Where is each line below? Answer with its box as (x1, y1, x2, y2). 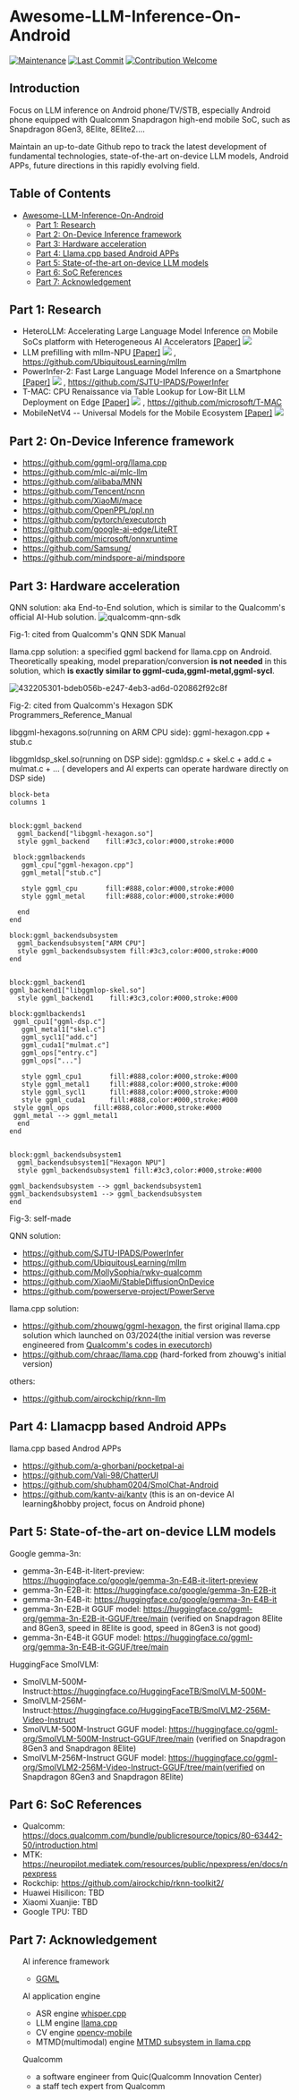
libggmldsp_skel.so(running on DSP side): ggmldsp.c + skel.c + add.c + (9, 754, 273, 764)
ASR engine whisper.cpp (35, 2008, 127, 2019)
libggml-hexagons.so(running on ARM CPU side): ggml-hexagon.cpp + (9, 727, 271, 738)
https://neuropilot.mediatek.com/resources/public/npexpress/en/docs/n (21, 1859, 288, 1870)
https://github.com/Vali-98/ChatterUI (21, 1470, 159, 1481)
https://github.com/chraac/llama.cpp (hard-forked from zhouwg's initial (21, 1349, 286, 1360)
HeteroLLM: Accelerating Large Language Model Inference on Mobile (21, 326, 278, 337)
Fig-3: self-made (9, 1213, 72, 1224)
